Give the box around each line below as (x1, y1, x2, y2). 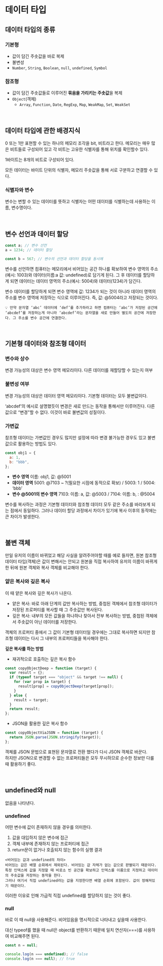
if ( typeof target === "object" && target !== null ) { (9, 675, 123, 680)
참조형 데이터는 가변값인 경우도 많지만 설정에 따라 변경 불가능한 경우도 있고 (5, 435, 147, 440)
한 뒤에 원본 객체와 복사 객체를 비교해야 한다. (5, 565, 90, 571)
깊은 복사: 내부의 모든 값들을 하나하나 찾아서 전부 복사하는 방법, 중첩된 (12, 613, 145, 618)
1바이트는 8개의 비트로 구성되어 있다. (5, 157, 74, 163)
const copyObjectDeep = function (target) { (5, 666, 97, 671)
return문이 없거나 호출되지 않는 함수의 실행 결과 (12, 846, 103, 852)
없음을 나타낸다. (5, 800, 36, 806)
